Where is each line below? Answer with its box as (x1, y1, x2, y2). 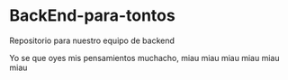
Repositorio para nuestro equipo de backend (9, 35, 175, 46)
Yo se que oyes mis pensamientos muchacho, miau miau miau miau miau (9, 52, 280, 63)
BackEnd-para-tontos (9, 5, 175, 26)
